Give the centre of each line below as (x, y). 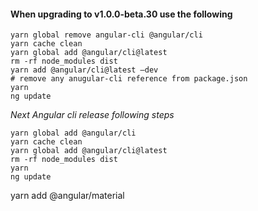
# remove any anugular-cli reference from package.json (129, 79)
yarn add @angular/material (67, 196)
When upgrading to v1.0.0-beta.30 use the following (121, 14)
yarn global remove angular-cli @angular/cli (106, 35)
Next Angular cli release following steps (92, 115)
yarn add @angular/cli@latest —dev (84, 70)
